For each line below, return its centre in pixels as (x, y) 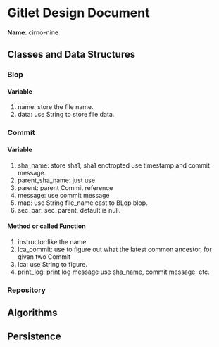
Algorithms (32, 313)
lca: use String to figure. (52, 264)
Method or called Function (46, 226)
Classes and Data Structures (71, 55)
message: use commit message (63, 195)
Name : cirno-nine (33, 32)
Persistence (34, 337)
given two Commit (44, 257)
